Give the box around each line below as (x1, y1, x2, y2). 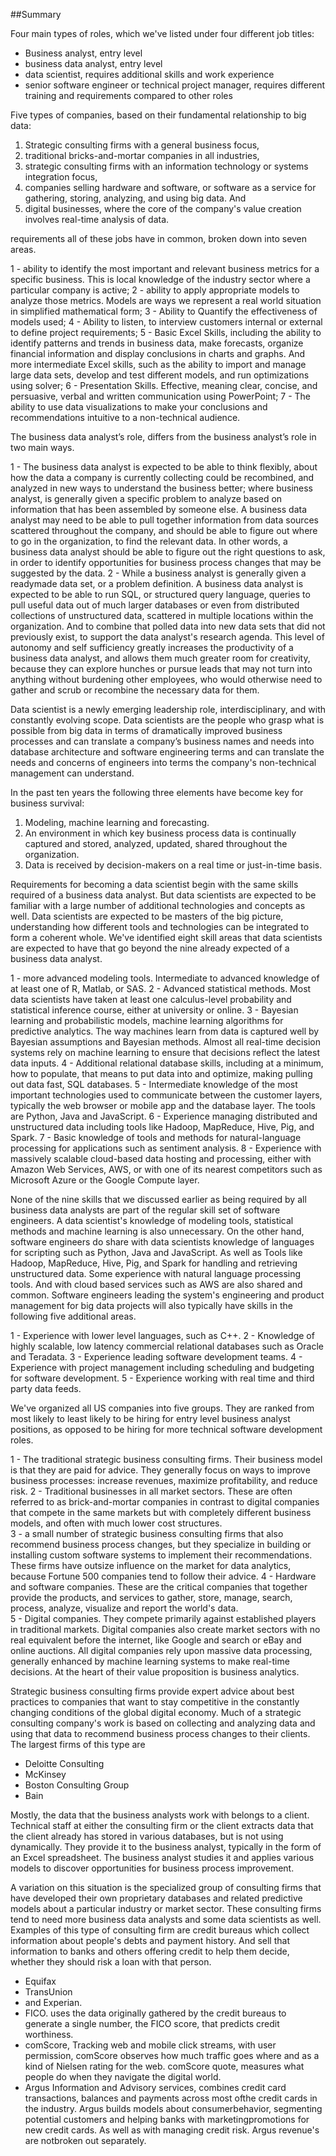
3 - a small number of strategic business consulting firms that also (10, 1528, 284, 1539)
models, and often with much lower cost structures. (10, 1517, 223, 1529)
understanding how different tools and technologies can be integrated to (10, 921, 310, 933)
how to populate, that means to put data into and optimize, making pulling (10, 1068, 313, 1079)
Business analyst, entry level (24, 47, 143, 59)
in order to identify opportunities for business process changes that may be (10, 557, 322, 568)
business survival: (10, 797, 85, 809)
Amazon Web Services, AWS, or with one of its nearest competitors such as (10, 1164, 323, 1175)
